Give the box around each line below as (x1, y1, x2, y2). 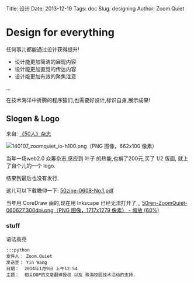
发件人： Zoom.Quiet (6, 253, 53, 260)
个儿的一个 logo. (16, 162, 56, 169)
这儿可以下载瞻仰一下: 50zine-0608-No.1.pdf (6, 187, 114, 194)
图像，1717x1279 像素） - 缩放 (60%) (71, 207, 160, 214)
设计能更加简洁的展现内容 (14, 58, 77, 65)
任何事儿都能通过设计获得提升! (6, 46, 80, 53)
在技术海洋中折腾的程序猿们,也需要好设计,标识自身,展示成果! (6, 96, 151, 103)
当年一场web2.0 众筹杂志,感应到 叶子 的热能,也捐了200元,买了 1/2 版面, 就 (6, 155, 183, 162)
